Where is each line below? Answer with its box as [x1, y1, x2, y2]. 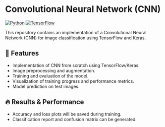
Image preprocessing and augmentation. [12, 67, 96, 73]
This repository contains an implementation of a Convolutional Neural [5, 29, 147, 35]
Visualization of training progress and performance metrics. [12, 78, 135, 84]
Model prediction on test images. [12, 83, 80, 89]
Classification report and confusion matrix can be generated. [12, 116, 137, 122]
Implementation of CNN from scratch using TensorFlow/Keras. [12, 62, 140, 68]
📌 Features [5, 49, 39, 58]
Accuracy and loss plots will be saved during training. [12, 111, 122, 117]
